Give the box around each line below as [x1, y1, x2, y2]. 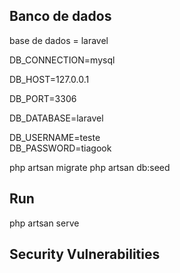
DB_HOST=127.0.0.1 [9, 73, 90, 85]
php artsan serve [9, 217, 80, 229]
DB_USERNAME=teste [9, 131, 101, 143]
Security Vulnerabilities [9, 246, 161, 263]
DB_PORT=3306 [9, 92, 77, 104]
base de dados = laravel [9, 34, 109, 46]
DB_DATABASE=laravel [9, 112, 104, 124]
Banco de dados [9, 8, 112, 25]
